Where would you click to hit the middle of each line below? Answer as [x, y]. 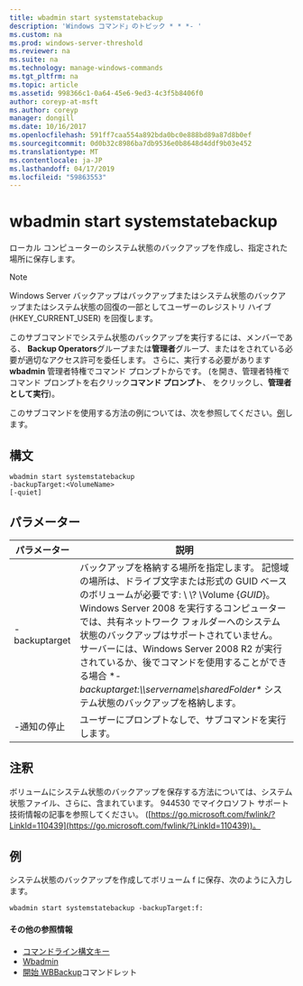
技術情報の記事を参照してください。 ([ [80, 814]
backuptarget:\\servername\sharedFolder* [171, 689]
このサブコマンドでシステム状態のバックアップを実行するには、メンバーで [147, 337]
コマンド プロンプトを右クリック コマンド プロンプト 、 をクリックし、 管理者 [151, 382]
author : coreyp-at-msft [54, 101]
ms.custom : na [36, 34]
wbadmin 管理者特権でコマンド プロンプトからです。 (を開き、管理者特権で [150, 372]
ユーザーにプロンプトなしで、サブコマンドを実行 [183, 720]
